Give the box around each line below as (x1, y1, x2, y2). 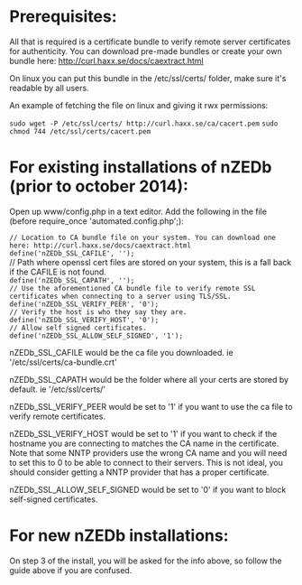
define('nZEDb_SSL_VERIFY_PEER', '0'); (9, 300, 160, 309)
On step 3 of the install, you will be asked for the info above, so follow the (9, 555, 282, 566)
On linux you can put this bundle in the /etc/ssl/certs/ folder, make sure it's (9, 72, 287, 83)
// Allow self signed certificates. (9, 323, 147, 332)
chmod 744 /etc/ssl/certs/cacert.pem (9, 126, 151, 136)
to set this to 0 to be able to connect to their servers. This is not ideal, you (9, 457, 284, 468)
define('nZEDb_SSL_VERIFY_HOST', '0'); (9, 315, 160, 324)
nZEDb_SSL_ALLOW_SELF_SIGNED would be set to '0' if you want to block (9, 484, 287, 495)
